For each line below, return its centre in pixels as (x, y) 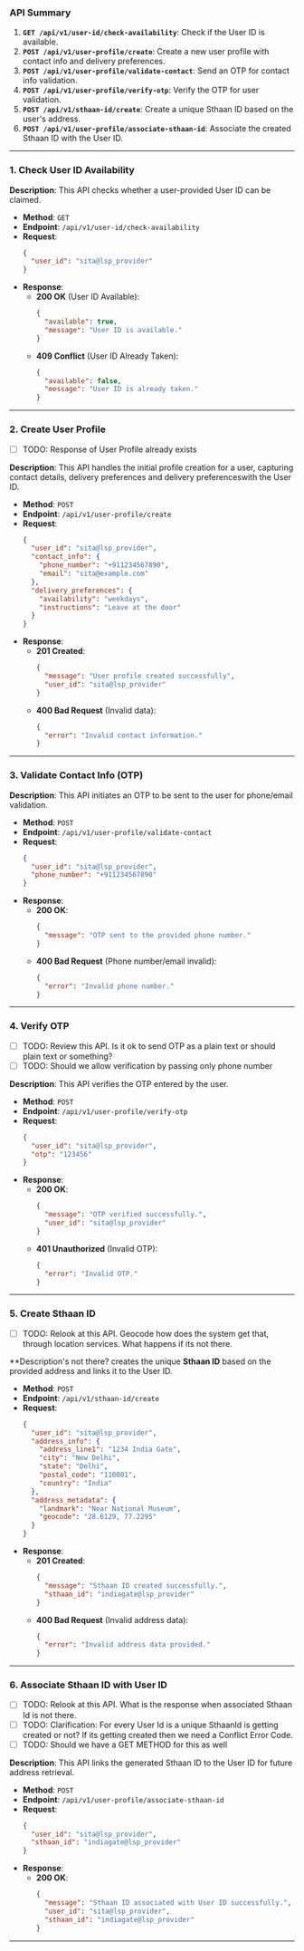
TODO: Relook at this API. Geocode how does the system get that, (146, 1333)
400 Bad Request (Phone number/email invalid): (126, 961)
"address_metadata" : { (74, 1500)
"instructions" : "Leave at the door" (110, 607)
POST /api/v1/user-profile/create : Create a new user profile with (146, 52)
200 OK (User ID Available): (88, 297)
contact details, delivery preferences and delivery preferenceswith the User (151, 476)
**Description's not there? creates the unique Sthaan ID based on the (140, 1361)
